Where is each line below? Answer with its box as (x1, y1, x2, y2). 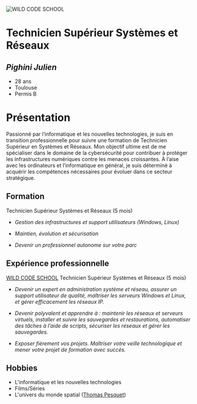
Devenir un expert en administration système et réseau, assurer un (14, 285, 177, 293)
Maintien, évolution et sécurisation (14, 230, 99, 237)
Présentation (6, 111, 71, 124)
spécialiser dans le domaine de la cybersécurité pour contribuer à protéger (6, 149, 188, 156)
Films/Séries (14, 385, 45, 392)
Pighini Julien (6, 62, 57, 72)
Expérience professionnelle (6, 258, 109, 268)
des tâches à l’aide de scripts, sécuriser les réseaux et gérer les (14, 322, 171, 329)
